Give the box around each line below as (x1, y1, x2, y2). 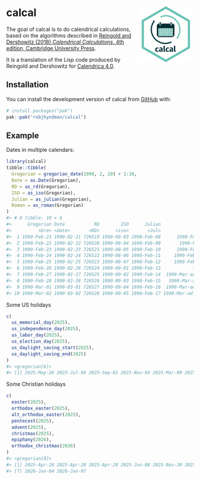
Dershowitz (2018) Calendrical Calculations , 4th (6, 38, 124, 45)
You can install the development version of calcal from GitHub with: (6, 95, 171, 102)
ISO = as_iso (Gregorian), (11, 190, 76, 196)
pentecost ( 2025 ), (11, 418, 55, 424)
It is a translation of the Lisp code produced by (6, 56, 121, 63)
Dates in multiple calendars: (6, 146, 74, 154)
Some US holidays (6, 301, 52, 308)
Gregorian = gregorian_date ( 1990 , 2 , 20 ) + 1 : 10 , (11, 171, 137, 177)
